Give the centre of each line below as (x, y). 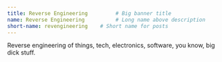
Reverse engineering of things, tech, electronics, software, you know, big (111, 46)
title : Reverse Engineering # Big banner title (89, 13)
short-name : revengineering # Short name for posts (88, 26)
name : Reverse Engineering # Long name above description (107, 20)
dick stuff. (21, 52)
